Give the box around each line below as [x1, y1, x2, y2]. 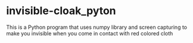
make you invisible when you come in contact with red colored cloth [6, 29, 173, 37]
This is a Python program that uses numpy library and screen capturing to [6, 24, 188, 31]
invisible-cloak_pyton [6, 4, 116, 18]
